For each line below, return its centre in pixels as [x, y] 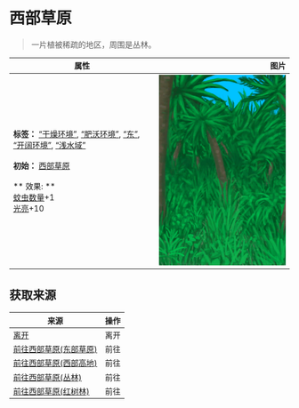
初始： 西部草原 [41, 165]
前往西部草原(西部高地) [55, 363]
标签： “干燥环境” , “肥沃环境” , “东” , [77, 133]
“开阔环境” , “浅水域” [49, 145]
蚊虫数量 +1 [34, 197]
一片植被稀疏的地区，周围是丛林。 [93, 44]
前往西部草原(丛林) [47, 377]
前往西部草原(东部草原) [55, 349]
